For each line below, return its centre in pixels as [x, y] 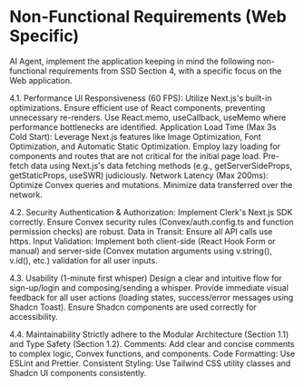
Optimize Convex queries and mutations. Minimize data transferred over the [151, 184]
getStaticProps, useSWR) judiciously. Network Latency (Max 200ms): [139, 175]
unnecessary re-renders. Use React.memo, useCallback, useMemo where [148, 117]
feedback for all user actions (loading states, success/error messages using [152, 297]
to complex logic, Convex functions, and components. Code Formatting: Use [152, 353]
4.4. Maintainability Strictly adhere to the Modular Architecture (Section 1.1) [149, 334]
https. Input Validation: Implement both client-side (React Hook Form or [142, 241]
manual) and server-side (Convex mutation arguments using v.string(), [141, 251]
